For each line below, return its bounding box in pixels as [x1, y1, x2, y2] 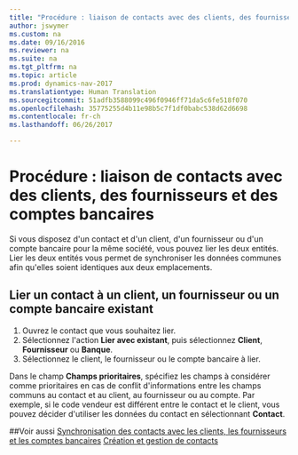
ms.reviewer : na [9, 46, 69, 55]
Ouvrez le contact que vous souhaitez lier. [21, 325, 176, 336]
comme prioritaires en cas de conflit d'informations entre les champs [9, 379, 262, 391]
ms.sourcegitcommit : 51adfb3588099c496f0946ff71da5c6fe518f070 [9, 95, 248, 105]
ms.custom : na [9, 29, 62, 38]
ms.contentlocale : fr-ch [9, 112, 101, 121]
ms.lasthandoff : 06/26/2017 [9, 121, 114, 130]
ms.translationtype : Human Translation [9, 87, 157, 96]
